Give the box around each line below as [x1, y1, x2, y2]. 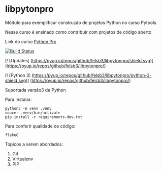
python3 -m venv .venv [5, 106, 52, 111]
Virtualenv [12, 156, 33, 162]
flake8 [5, 132, 19, 138]
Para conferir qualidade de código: [5, 123, 76, 129]
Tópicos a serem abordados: [5, 141, 63, 147]
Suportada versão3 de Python [5, 87, 66, 93]
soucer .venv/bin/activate [5, 110, 61, 115]
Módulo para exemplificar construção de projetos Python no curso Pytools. [5, 20, 158, 25]
